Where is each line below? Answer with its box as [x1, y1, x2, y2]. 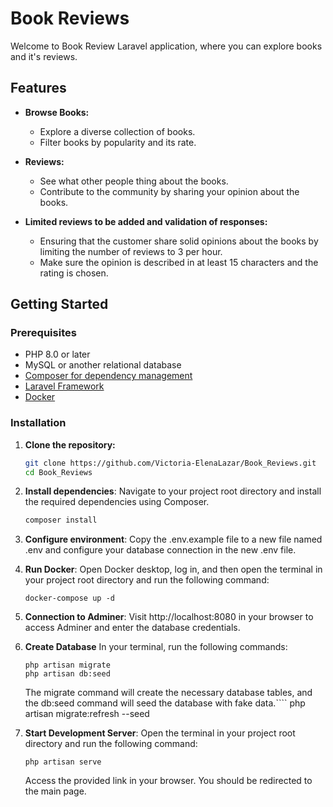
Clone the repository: [24, 438, 116, 451]
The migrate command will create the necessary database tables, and [24, 687, 313, 699]
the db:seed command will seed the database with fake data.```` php [24, 697, 306, 709]
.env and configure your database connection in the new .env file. [24, 544, 297, 556]
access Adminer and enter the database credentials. [24, 622, 241, 634]
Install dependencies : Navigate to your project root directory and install [24, 485, 322, 497]
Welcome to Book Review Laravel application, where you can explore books [10, 40, 323, 52]
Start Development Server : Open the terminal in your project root [24, 727, 296, 739]
